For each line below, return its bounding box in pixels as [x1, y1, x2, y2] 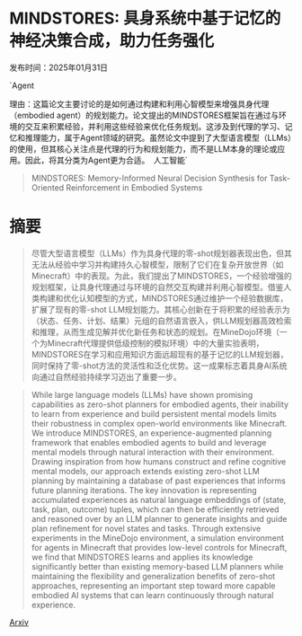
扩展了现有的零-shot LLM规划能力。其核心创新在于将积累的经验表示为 [31, 304, 290, 314]
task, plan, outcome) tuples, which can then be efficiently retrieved [31, 504, 280, 515]
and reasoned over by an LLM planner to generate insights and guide [31, 513, 288, 524]
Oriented [31, 181, 65, 193]
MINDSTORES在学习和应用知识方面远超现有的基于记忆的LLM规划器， [31, 349, 289, 359]
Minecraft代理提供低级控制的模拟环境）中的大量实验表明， [47, 338, 264, 349]
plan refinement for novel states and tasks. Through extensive [31, 523, 262, 534]
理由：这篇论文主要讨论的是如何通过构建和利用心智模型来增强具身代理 [9, 98, 270, 109]
